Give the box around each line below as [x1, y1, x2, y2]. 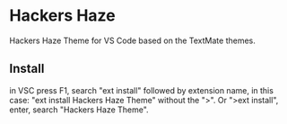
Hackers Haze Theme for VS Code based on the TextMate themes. [9, 35, 256, 46]
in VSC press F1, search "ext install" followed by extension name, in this [9, 84, 274, 95]
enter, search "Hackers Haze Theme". [9, 104, 150, 115]
